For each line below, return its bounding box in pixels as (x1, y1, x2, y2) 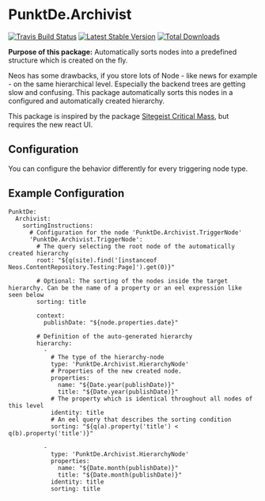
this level (8, 401, 44, 409)
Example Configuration (8, 187, 125, 200)
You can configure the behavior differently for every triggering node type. (8, 164, 248, 173)
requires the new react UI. (8, 120, 93, 129)
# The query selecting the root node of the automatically (36, 242, 236, 250)
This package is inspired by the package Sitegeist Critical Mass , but (8, 111, 229, 120)
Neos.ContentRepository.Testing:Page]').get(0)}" (8, 263, 176, 271)
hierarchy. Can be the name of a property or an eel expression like (8, 283, 243, 292)
